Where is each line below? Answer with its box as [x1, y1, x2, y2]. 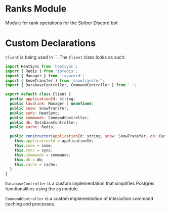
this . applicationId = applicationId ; [14, 138, 94, 144]
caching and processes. [5, 201, 56, 207]
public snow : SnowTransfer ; [10, 105, 69, 111]
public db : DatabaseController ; [10, 120, 78, 125]
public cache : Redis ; [10, 125, 56, 130]
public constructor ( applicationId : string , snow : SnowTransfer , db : [10, 134, 157, 139]
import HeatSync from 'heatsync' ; [5, 64, 78, 69]
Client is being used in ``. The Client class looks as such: [5, 54, 126, 60]
